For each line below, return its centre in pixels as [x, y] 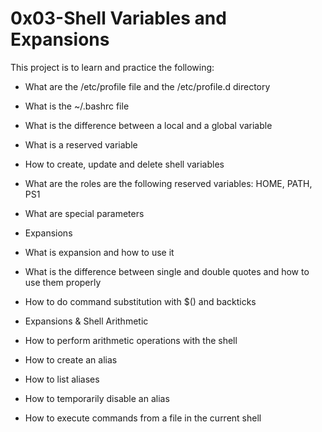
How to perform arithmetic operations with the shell [131, 340]
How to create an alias [71, 359]
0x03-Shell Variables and [118, 18]
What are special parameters [84, 213]
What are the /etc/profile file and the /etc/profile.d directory [147, 86]
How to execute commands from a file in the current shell [143, 418]
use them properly [63, 282]
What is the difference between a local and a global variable [148, 125]
